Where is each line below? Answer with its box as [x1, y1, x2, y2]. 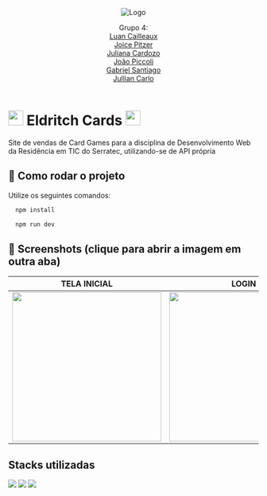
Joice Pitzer [114, 40, 153, 49]
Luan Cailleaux [109, 32, 158, 41]
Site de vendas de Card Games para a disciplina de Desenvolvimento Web [8, 138, 251, 147]
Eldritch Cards [26, 111, 123, 130]
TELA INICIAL [60, 279, 114, 290]
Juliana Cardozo [106, 49, 161, 57]
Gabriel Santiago [106, 65, 161, 75]
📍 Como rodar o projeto [8, 170, 126, 183]
